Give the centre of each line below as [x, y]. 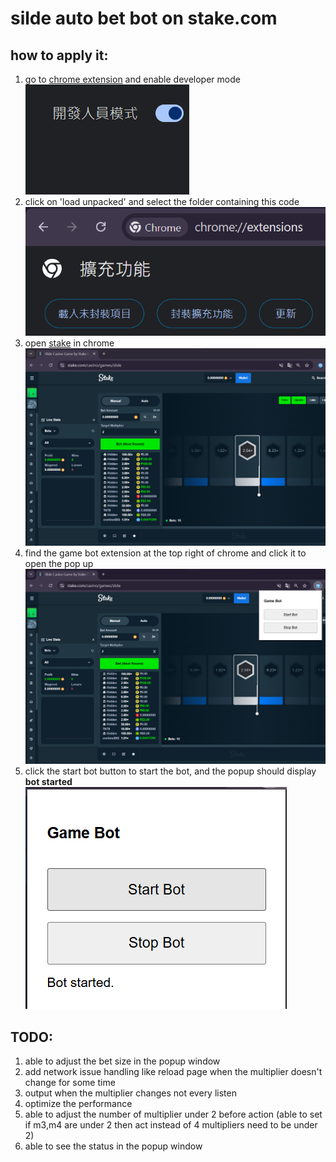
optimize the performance [78, 1104]
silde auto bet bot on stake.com [144, 18]
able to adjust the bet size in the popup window [122, 1061]
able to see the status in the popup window [113, 1146]
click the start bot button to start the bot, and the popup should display [170, 771]
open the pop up [59, 563]
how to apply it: [59, 55]
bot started [48, 782]
